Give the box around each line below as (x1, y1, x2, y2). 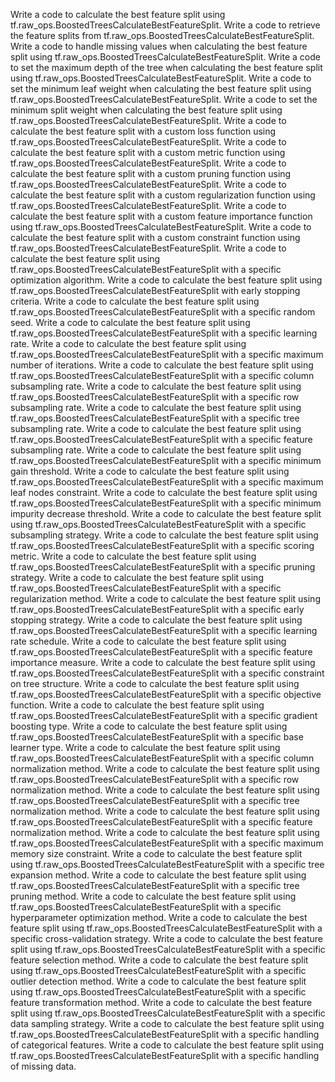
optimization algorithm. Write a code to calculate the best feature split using (10, 274, 323, 286)
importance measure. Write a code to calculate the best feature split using (10, 657, 316, 668)
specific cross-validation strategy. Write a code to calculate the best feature (10, 933, 323, 944)
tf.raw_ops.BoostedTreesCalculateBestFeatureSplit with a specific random (10, 306, 316, 318)
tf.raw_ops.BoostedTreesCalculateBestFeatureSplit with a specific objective (10, 689, 322, 700)
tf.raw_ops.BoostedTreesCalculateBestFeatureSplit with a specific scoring (10, 540, 315, 551)
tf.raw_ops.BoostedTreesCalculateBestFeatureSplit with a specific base (10, 731, 304, 743)
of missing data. (10, 1060, 77, 1072)
